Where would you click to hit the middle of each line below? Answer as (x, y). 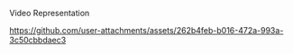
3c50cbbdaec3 (38, 40)
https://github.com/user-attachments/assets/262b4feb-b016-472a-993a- (146, 30)
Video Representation (50, 13)
